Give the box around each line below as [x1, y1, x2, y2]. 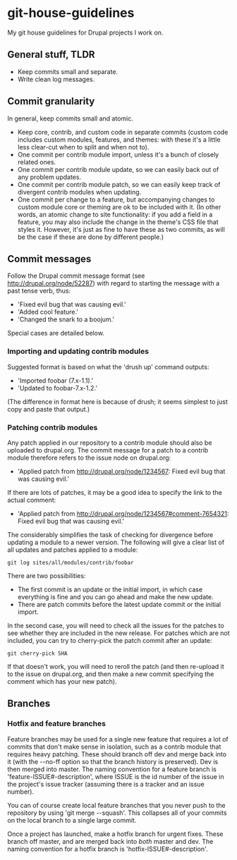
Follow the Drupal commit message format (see [7, 271, 145, 280]
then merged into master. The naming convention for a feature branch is [7, 765, 217, 773]
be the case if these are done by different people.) [17, 233, 164, 241]
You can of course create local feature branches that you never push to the [7, 801, 226, 809]
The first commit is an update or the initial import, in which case [17, 585, 203, 594]
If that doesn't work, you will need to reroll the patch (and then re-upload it [7, 662, 224, 670]
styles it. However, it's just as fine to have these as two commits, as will [17, 225, 226, 233]
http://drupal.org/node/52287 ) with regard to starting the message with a [7, 279, 220, 288]
